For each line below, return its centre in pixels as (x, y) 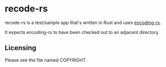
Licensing (20, 48)
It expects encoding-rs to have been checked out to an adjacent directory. (82, 32)
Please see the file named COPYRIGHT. (46, 60)
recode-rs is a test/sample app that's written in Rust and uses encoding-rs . (83, 22)
